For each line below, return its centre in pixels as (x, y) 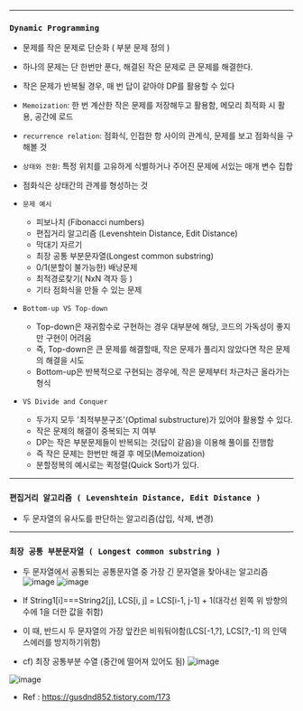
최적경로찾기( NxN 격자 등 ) (84, 279)
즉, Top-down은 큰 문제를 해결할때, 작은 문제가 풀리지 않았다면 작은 (155, 350)
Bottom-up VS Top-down (65, 309)
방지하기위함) (77, 641)
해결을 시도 (65, 360)
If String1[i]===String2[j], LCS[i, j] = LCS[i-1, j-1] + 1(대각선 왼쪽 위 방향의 (155, 600)
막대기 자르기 (59, 245)
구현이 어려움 (69, 338)
